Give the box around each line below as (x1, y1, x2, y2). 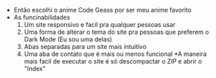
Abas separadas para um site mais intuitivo (23, 43, 147, 50)
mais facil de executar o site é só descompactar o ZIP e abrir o (23, 57, 202, 65)
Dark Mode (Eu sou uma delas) (23, 35, 112, 43)
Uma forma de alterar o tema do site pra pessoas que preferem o (23, 28, 209, 36)
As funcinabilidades (13, 13, 70, 21)
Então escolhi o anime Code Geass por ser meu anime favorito (13, 6, 192, 14)
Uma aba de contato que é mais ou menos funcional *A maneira (23, 50, 207, 58)
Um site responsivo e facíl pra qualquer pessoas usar (23, 21, 176, 28)
